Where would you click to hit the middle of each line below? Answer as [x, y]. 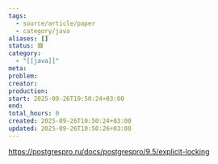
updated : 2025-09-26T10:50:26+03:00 [70, 128]
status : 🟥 [26, 46]
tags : [17, 16]
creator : [23, 83]
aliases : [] [28, 38]
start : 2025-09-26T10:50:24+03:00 [67, 99]
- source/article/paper [55, 23]
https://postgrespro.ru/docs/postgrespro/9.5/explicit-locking [109, 151]
